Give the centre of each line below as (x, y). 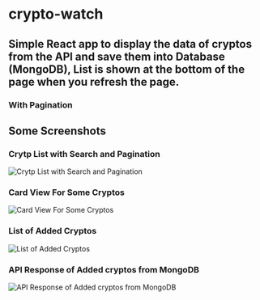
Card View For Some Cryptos (67, 192)
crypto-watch (56, 14)
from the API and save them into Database (117, 56)
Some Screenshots (58, 131)
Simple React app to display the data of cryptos (130, 44)
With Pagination (40, 104)
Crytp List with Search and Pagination (84, 154)
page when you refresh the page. (94, 82)
